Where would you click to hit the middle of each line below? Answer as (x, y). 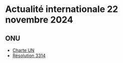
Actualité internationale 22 (62, 9)
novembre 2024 (39, 20)
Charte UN (23, 50)
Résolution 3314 (29, 55)
